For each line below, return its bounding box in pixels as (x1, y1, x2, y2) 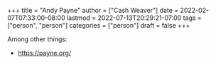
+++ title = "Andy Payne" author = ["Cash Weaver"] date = (7, 6, 179, 14)
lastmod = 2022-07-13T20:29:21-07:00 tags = (66, 14, 202, 22)
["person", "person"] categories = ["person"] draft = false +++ (7, 21, 190, 29)
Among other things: (7, 35, 67, 43)
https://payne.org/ (17, 49, 72, 57)
